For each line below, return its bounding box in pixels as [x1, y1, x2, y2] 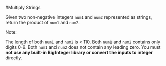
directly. [5, 55, 22, 61]
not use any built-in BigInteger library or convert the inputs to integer [5, 50, 153, 55]
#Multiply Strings [5, 5, 41, 10]
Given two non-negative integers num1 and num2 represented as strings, [5, 14, 152, 20]
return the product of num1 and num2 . [5, 20, 80, 25]
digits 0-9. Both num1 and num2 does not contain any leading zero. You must [5, 44, 161, 50]
